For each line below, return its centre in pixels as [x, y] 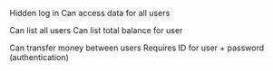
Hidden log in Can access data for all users [90, 13]
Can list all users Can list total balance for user [96, 30]
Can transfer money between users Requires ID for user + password [137, 48]
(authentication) [39, 57]
